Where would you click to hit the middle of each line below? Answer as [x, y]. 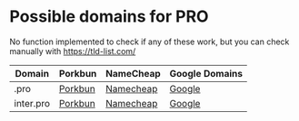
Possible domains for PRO [109, 17]
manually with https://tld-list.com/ [73, 51]
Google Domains [206, 73]
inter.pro [32, 103]
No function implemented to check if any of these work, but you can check [149, 42]
